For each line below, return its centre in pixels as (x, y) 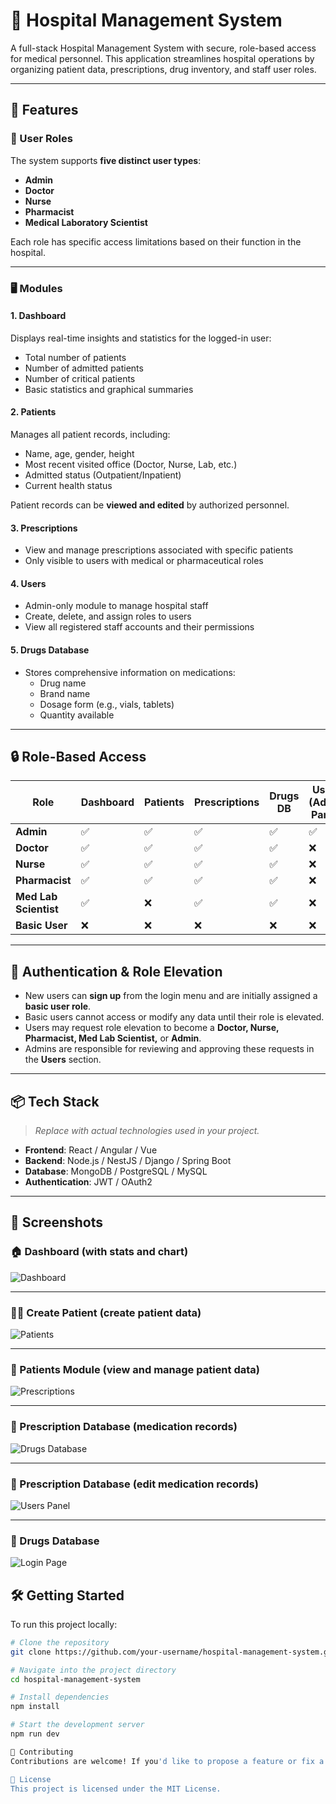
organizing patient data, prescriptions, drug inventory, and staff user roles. (163, 69)
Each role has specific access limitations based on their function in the (156, 241)
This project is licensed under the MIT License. (116, 1789)
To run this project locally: (64, 1624)
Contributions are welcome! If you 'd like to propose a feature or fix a (167, 1761)
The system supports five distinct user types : (106, 160)
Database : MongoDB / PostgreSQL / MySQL (116, 1171)
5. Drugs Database (50, 650)
